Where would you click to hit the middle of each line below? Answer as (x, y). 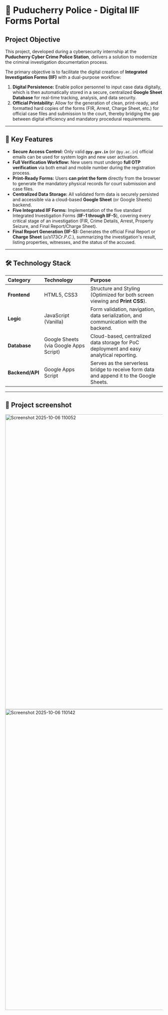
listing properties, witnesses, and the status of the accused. (74, 242)
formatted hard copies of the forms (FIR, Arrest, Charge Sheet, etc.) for (85, 108)
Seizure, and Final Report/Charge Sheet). (55, 226)
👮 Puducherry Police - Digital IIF (72, 10)
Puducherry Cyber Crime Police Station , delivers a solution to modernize (81, 57)
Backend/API (23, 372)
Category (19, 280)
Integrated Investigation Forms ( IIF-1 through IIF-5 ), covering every (81, 215)
